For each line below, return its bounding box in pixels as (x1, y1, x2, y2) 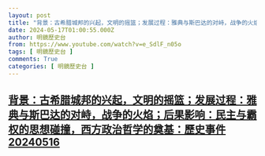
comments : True (8, 56, 58, 63)
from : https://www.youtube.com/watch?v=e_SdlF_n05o (8, 41, 181, 49)
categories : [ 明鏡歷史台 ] (8, 63, 95, 71)
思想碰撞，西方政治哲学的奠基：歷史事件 (28, 123, 226, 136)
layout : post (8, 11, 51, 20)
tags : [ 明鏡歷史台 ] (8, 48, 73, 56)
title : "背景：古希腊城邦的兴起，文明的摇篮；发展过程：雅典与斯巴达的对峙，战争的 (8, 19, 248, 27)
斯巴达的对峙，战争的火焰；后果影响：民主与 (28, 108, 247, 122)
